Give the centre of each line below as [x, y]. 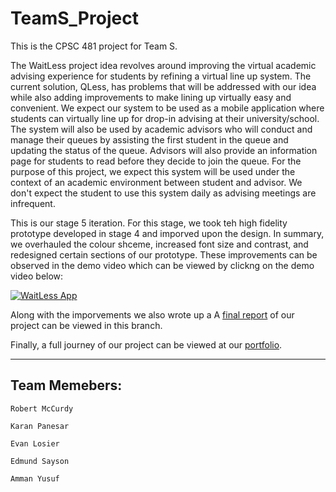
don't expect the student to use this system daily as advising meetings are [163, 193]
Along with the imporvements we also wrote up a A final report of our [152, 314]
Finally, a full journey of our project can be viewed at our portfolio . [146, 344]
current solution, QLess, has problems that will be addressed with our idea [163, 86]
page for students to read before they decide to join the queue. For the [156, 161]
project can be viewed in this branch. [86, 325]
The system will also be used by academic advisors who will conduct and [161, 129]
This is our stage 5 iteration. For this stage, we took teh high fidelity [149, 223]
